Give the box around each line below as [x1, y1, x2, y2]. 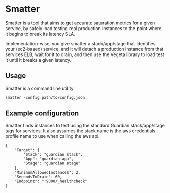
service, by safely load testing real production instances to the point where [5, 25, 162, 31]
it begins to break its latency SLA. [5, 31, 75, 37]
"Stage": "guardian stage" [23, 161, 81, 166]
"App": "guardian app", [23, 156, 74, 161]
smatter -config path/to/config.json [5, 95, 85, 100]
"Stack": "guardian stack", [23, 152, 83, 157]
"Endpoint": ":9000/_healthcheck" [14, 179, 87, 184]
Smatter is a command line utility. [5, 85, 75, 91]
